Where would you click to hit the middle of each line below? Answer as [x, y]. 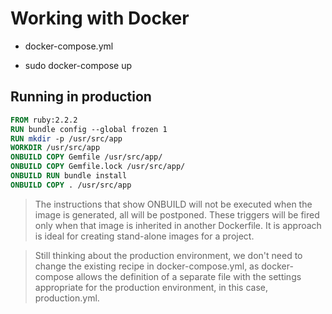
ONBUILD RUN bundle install [69, 176]
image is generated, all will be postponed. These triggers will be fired [177, 214]
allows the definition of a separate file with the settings [188, 276]
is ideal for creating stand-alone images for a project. [144, 236]
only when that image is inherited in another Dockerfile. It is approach [178, 225]
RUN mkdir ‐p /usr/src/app [66, 138]
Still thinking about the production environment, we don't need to [168, 255]
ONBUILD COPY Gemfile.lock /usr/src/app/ [98, 167]
